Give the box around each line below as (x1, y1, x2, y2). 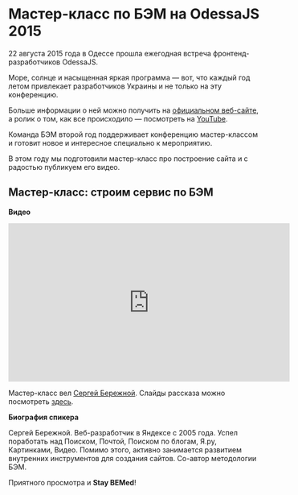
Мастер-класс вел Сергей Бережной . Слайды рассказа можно (8, 388, 226, 398)
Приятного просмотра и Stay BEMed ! (8, 477, 137, 487)
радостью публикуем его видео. (8, 162, 120, 171)
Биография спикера (8, 412, 79, 422)
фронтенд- (212, 48, 250, 58)
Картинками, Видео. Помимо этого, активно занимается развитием (8, 444, 243, 455)
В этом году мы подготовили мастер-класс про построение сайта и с (8, 154, 249, 163)
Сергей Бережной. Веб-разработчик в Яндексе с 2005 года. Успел (8, 427, 239, 437)
